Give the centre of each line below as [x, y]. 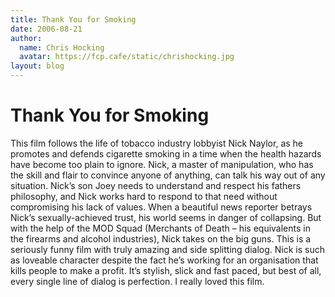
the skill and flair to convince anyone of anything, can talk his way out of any [168, 175]
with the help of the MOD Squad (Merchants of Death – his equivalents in [160, 228]
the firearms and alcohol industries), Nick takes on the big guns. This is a [161, 238]
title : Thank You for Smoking [73, 19]
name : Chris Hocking [62, 47]
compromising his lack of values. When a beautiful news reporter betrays [161, 207]
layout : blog [37, 66]
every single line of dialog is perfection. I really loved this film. [137, 281]
